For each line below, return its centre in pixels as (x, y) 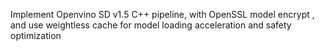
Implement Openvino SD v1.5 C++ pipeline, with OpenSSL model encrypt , (162, 14)
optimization (36, 35)
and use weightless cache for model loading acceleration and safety (151, 25)
